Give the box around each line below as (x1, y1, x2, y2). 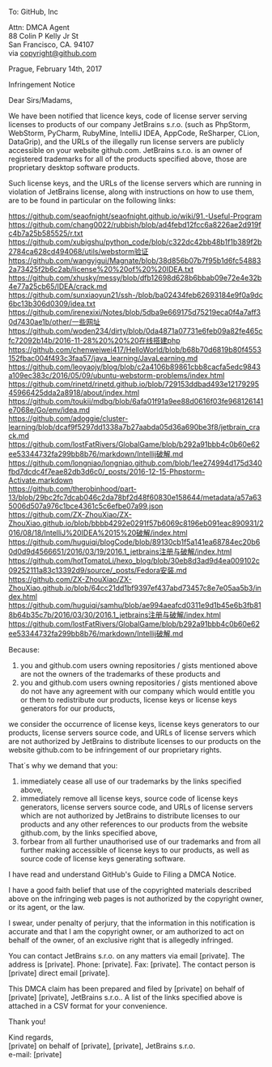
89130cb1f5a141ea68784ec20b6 (152, 538, 261, 546)
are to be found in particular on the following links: (8, 196, 176, 205)
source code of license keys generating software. (19, 854, 186, 863)
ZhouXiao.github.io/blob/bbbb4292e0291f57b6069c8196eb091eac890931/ (8, 518, 260, 528)
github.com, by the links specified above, (19, 828, 158, 837)
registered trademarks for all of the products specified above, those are (8, 154, 247, 164)
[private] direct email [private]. (8, 968, 111, 978)
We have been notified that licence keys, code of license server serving (8, 111, 248, 121)
